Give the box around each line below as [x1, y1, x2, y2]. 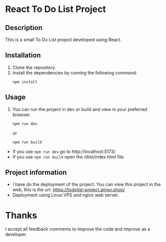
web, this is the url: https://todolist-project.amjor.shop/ [12, 186, 125, 193]
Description [5, 23, 42, 32]
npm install [12, 79, 37, 84]
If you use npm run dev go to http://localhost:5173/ [12, 148, 116, 154]
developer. [5, 231, 27, 237]
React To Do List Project [5, 3, 106, 15]
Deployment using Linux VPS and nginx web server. [12, 192, 119, 198]
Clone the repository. [12, 64, 56, 70]
